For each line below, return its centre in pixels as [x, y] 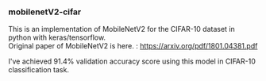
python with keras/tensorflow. [57, 37]
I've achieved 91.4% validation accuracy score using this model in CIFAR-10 [132, 61]
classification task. [39, 70]
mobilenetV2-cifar [45, 12]
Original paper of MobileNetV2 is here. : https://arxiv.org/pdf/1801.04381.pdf [133, 46]
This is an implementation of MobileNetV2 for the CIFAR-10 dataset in [122, 29]
